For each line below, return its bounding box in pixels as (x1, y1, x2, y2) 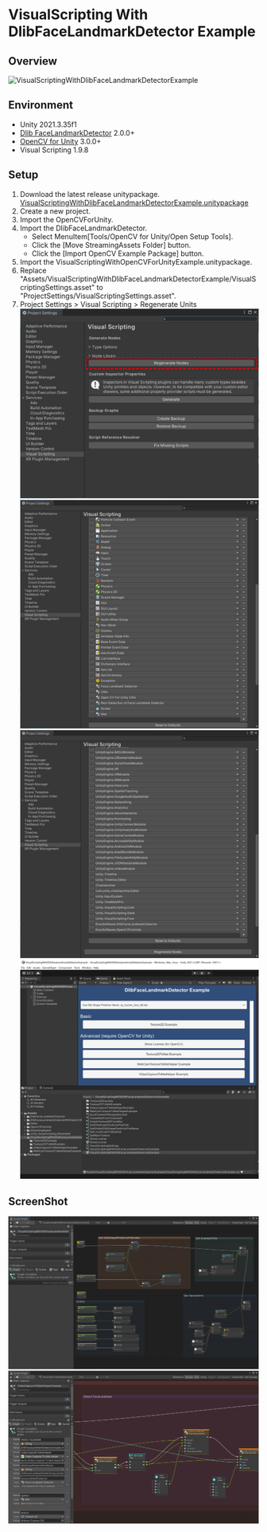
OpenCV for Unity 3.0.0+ (19, 136, 102, 146)
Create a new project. (19, 206, 91, 216)
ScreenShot (8, 1194, 68, 1208)
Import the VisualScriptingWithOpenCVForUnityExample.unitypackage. (19, 257, 253, 266)
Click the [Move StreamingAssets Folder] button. (31, 240, 192, 249)
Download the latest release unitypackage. (19, 189, 161, 198)
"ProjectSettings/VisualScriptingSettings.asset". (19, 291, 176, 301)
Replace (19, 265, 47, 275)
